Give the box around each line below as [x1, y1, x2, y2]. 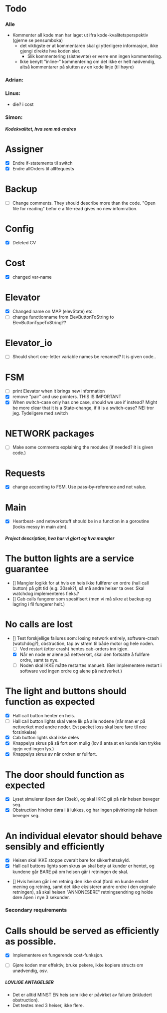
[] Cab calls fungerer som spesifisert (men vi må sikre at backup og [12, 596, 151, 602]
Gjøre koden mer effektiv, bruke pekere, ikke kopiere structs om [12, 962, 144, 968]
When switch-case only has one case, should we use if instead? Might [12, 399, 158, 405]
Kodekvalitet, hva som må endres [5, 126, 76, 132]
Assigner [5, 143, 44, 155]
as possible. [5, 936, 56, 947]
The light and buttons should [5, 685, 127, 697]
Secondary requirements [5, 907, 67, 914]
